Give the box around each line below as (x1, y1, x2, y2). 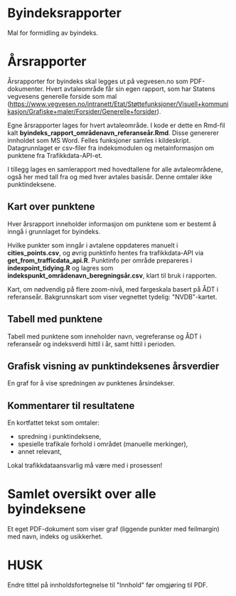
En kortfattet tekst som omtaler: (7, 418, 100, 427)
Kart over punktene (7, 201, 95, 213)
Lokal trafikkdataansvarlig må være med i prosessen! (7, 461, 163, 470)
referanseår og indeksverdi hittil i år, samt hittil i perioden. (7, 339, 176, 348)
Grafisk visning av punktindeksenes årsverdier (7, 360, 220, 372)
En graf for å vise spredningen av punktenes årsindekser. (7, 379, 176, 388)
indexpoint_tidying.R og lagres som (7, 263, 114, 272)
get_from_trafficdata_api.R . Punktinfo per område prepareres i (7, 256, 193, 265)
